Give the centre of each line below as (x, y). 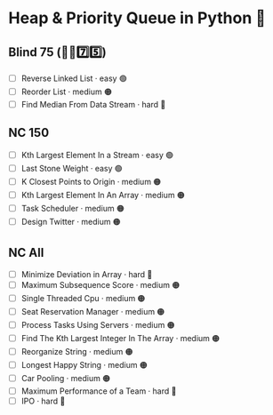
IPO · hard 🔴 (43, 401)
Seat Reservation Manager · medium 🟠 (93, 311)
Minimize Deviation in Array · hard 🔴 (87, 274)
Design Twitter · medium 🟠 (71, 221)
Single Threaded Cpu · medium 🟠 (83, 298)
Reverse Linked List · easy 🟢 (74, 78)
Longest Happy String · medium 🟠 (84, 364)
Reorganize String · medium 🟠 (77, 351)
